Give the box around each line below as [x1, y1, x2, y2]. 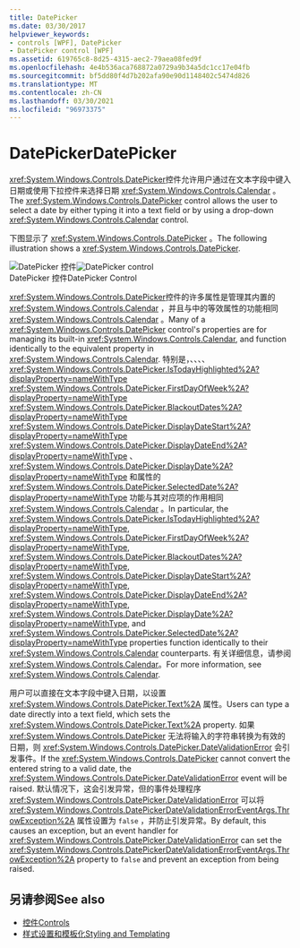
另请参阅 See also [9, 892, 106, 907]
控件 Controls [21, 918, 70, 927]
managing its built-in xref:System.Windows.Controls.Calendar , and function [9, 333, 287, 345]
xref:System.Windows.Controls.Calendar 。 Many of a [9, 315, 206, 325]
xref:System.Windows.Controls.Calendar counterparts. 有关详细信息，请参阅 [9, 648, 292, 659]
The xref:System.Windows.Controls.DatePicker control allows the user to [9, 195, 278, 206]
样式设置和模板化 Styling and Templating [21, 928, 170, 939]
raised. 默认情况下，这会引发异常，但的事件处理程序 [9, 783, 201, 794]
